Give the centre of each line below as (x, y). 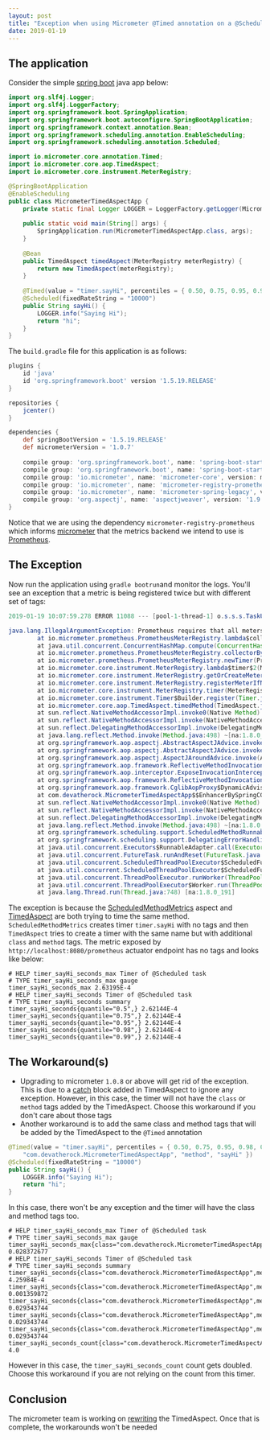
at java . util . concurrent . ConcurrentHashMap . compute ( (127, 646)
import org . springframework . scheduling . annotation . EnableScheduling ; (127, 135)
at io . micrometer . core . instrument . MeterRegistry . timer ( (133, 690)
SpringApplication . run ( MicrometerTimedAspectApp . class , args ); (145, 231)
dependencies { (34, 432)
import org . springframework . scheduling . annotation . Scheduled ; (115, 142)
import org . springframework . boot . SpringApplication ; (98, 112)
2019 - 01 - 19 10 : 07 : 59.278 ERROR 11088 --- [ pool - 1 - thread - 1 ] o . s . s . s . (127, 616)
